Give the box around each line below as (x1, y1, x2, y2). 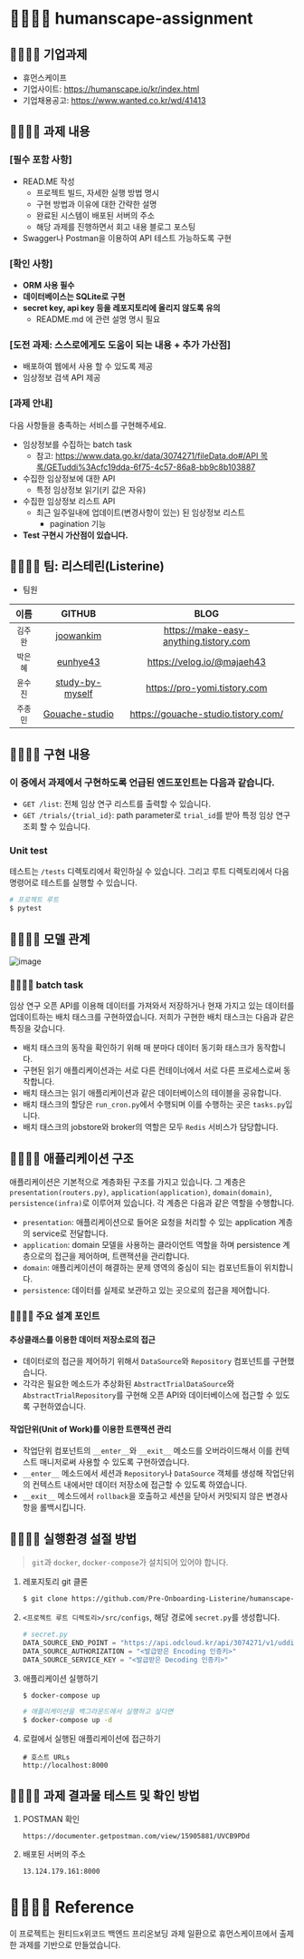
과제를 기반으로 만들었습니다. (18, 1939, 121, 1950)
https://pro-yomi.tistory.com (146, 682, 268, 695)
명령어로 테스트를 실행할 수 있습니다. (9, 877, 138, 888)
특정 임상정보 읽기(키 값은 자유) (35, 484, 147, 495)
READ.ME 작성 (22, 176, 75, 187)
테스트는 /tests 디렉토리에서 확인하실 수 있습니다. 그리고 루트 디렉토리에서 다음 (9, 866, 290, 877)
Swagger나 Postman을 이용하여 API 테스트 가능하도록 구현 (22, 232, 233, 243)
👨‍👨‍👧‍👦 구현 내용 (9, 746, 90, 762)
